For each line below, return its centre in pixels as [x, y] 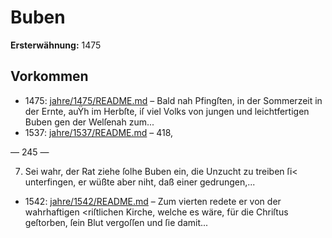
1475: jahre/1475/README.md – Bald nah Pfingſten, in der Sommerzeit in [173, 100]
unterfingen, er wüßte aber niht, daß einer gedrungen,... [140, 182]
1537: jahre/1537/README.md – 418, [99, 132]
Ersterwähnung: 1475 [56, 45]
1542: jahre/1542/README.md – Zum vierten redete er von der [153, 201]
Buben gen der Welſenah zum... [89, 122]
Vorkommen [49, 76]
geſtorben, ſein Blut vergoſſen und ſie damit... [116, 222]
